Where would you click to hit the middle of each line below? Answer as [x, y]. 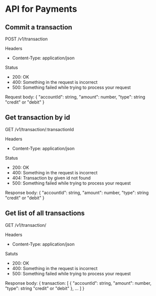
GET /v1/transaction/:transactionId [40, 129]
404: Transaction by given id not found [51, 178]
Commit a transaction [39, 27]
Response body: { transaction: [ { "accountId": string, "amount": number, [78, 283]
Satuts [11, 253]
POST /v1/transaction [26, 39]
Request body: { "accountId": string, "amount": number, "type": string [75, 97]
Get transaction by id [38, 118]
